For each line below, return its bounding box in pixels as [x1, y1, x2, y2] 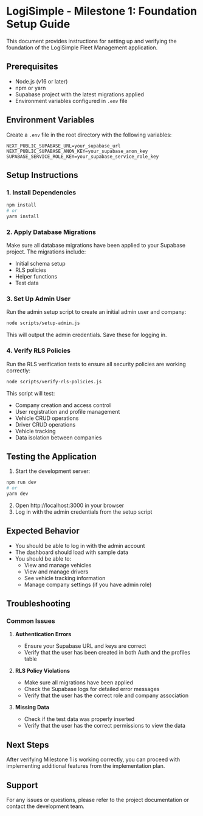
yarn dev [6, 491, 29, 497]
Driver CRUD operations [15, 420, 76, 428]
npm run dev [6, 480, 36, 486]
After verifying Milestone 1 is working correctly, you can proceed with [6, 756, 181, 763]
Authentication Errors [15, 631, 72, 638]
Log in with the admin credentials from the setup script [15, 508, 153, 516]
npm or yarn [15, 84, 46, 91]
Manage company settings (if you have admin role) [24, 581, 152, 588]
